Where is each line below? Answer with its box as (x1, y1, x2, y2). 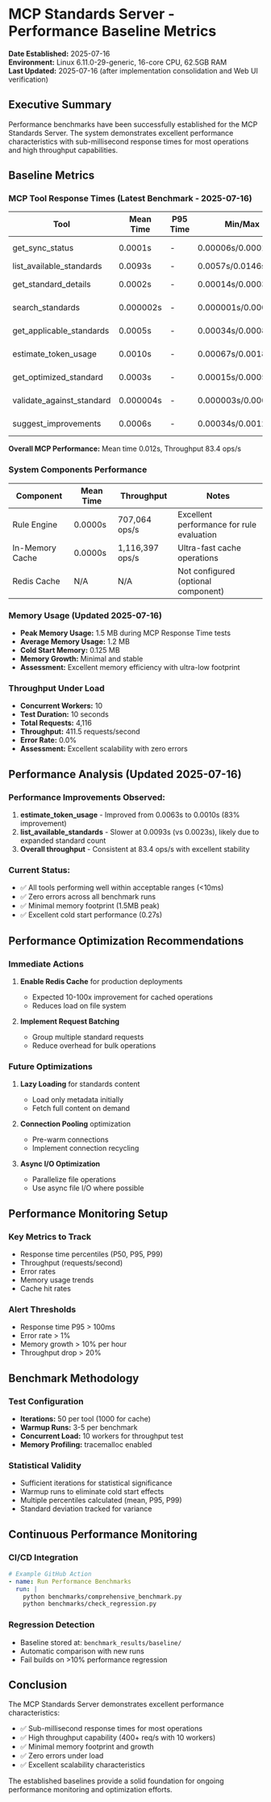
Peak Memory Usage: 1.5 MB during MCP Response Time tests (19, 628, 231, 638)
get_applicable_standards (12, 325, 110, 336)
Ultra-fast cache (177, 542, 242, 554)
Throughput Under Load (8, 682, 105, 693)
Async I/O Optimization (19, 1159, 101, 1168)
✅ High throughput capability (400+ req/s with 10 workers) (19, 1733, 216, 1742)
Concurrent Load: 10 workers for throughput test (19, 1431, 184, 1441)
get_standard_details (12, 279, 91, 290)
